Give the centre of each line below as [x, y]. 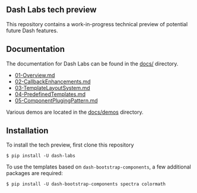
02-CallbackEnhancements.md [53, 81]
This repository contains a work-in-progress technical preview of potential [97, 24]
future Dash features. [32, 30]
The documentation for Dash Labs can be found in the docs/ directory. [92, 63]
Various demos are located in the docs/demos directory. [75, 112]
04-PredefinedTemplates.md [50, 94]
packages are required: [35, 173]
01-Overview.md [35, 75]
